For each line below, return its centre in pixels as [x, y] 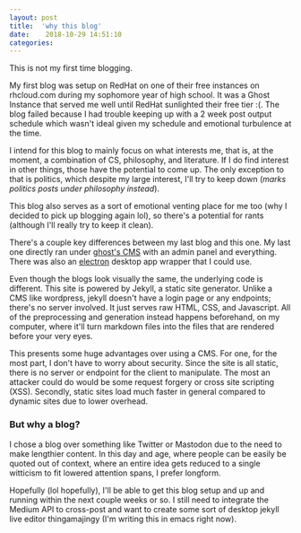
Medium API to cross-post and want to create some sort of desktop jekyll [144, 509]
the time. [26, 133]
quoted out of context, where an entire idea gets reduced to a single [135, 463]
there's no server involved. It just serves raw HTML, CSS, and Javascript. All [150, 308]
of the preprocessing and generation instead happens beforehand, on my [145, 317]
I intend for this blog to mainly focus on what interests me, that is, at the [142, 151]
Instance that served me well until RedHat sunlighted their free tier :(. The [145, 105]
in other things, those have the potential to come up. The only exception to [147, 170]
